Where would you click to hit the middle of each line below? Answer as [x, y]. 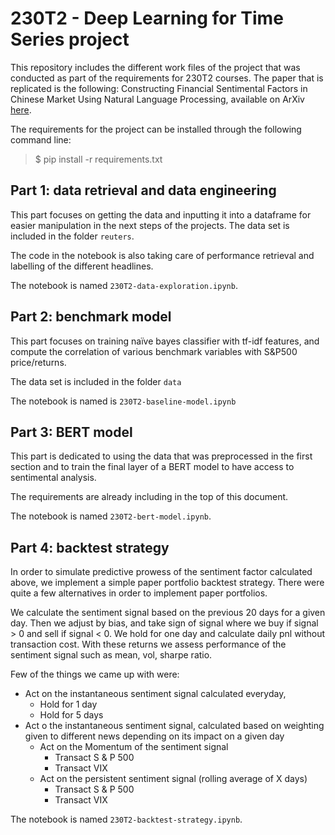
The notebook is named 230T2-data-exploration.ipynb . [124, 285]
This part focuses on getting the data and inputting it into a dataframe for [161, 214]
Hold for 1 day [68, 704]
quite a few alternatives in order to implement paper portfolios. [139, 593]
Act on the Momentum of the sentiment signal [134, 747]
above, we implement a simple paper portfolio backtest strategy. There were [167, 583]
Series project [70, 39]
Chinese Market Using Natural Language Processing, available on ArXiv [157, 99]
